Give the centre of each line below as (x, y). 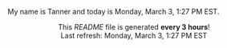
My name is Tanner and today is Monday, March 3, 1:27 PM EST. (113, 12)
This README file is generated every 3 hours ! (134, 27)
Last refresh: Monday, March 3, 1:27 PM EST (134, 36)
